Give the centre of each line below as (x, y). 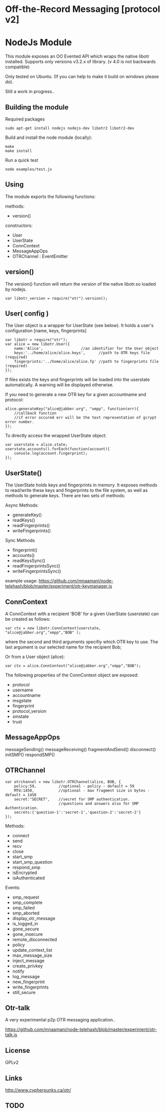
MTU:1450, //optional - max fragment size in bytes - (82, 790)
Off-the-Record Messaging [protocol (83, 9)
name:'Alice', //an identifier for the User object (86, 349)
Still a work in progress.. (30, 92)
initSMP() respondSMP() (30, 755)
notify (18, 971)
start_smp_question (32, 862)
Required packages (25, 119)
